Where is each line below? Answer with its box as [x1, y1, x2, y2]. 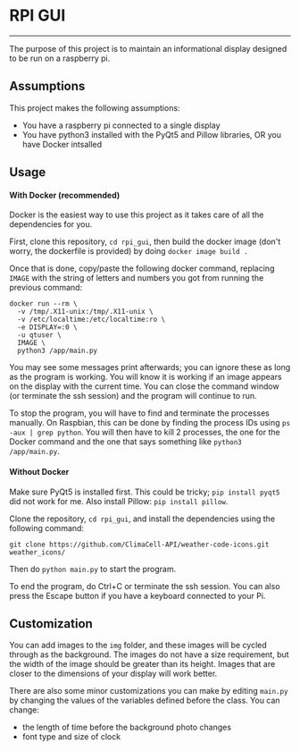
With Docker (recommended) [9, 190, 121, 200]
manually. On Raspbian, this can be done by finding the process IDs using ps [9, 418, 291, 428]
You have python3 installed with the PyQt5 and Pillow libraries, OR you [21, 129, 281, 139]
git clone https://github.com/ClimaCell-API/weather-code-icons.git [9, 540, 270, 549]
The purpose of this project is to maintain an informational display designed [9, 43, 287, 54]
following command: [9, 522, 85, 533]
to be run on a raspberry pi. [9, 53, 111, 63]
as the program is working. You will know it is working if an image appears [9, 372, 283, 383]
